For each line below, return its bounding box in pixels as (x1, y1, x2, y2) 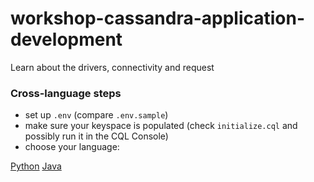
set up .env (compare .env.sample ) (24, 109, 169, 121)
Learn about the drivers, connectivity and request (10, 61, 215, 73)
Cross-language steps (10, 86, 122, 100)
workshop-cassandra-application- (10, 7, 306, 30)
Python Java (10, 160, 62, 172)
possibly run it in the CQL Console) (24, 130, 169, 142)
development (10, 28, 123, 51)
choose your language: (24, 141, 120, 153)
